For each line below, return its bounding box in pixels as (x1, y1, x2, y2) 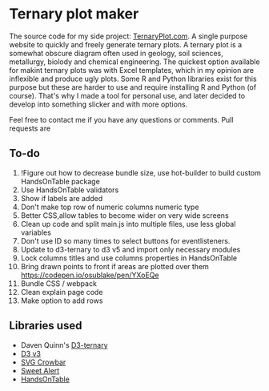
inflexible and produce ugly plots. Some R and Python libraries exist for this (9, 74, 257, 83)
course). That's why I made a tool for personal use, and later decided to (9, 91, 246, 100)
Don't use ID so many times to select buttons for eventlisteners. (20, 236, 231, 245)
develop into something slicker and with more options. (9, 99, 188, 109)
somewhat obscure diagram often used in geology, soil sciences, (9, 48, 223, 58)
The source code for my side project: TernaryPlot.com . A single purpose (9, 31, 248, 41)
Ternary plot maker (9, 5, 139, 23)
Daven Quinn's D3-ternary (20, 340, 108, 349)
